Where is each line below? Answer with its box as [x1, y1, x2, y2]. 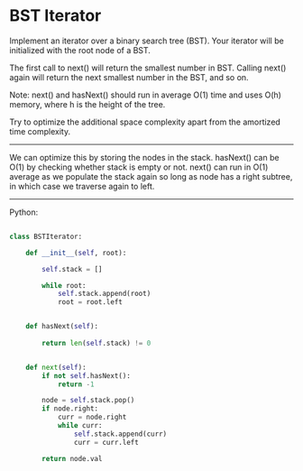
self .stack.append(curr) [73, 429, 168, 439]
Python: [9, 207, 39, 217]
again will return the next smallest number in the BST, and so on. [9, 71, 250, 82]
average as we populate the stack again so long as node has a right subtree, [9, 171, 293, 181]
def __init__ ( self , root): [25, 248, 127, 257]
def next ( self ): [25, 363, 87, 372]
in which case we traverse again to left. [9, 180, 155, 191]
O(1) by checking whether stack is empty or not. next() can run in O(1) [9, 162, 269, 172]
